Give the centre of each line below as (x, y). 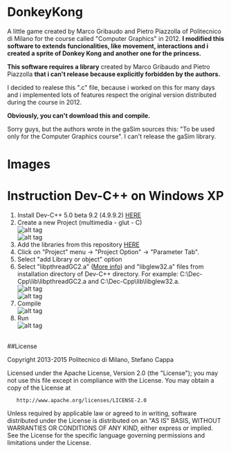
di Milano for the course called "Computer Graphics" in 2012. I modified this (116, 38)
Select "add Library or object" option (70, 260)
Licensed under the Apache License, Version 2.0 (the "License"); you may (113, 373)
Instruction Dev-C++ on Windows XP (115, 196)
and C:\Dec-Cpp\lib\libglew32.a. (133, 282)
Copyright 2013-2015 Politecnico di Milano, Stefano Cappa (91, 360)
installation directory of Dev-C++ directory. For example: (98, 274)
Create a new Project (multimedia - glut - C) (80, 223)
